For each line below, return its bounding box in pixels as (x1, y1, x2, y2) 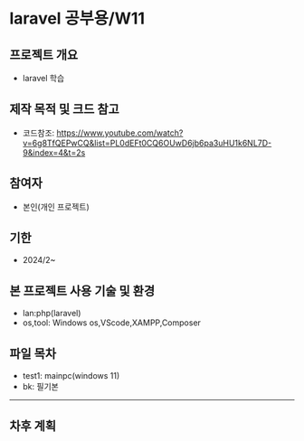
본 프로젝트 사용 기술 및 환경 (9, 283, 156, 298)
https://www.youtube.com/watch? (56, 127, 184, 138)
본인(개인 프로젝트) (22, 201, 90, 212)
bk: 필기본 (22, 381, 59, 392)
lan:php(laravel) (22, 308, 81, 319)
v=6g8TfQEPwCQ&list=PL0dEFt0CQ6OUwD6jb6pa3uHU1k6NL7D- (22, 137, 272, 148)
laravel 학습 (22, 73, 65, 83)
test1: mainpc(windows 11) (22, 371, 120, 381)
